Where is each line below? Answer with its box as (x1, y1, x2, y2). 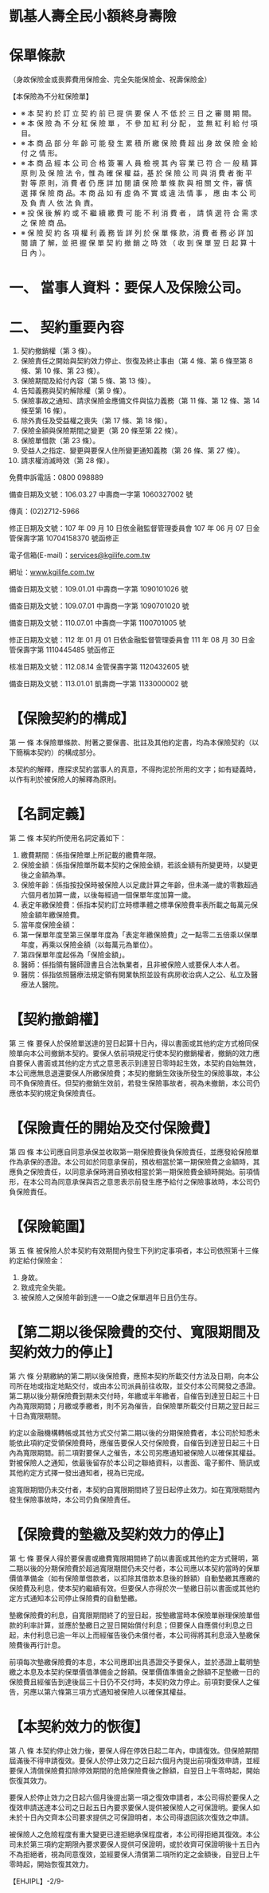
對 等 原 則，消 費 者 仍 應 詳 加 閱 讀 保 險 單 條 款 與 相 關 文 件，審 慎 (20, 179, 253, 188)
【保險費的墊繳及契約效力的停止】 (9, 1526, 233, 1544)
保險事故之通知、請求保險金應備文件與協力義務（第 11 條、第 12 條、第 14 (20, 396, 260, 406)
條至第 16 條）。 (20, 406, 71, 415)
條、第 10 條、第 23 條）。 (20, 366, 104, 375)
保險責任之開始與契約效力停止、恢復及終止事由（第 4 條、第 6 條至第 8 (20, 356, 253, 366)
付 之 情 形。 (20, 148, 62, 158)
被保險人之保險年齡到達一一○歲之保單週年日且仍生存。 (20, 1292, 202, 1302)
